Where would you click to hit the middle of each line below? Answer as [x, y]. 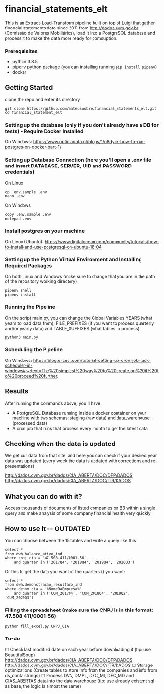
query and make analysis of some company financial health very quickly [78, 513]
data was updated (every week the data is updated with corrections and [78, 461]
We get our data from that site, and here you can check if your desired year [81, 456]
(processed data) [30, 423]
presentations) [20, 466]
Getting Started [29, 88]
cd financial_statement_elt [34, 113]
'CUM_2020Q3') [20, 598]
